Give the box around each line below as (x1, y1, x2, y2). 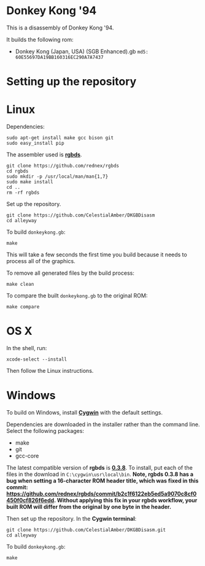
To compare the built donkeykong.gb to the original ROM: (6, 292, 148, 299)
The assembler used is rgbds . (6, 151, 82, 158)
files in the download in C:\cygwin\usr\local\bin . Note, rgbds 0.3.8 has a (6, 470, 194, 478)
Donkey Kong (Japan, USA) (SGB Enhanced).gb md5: (15, 47, 149, 55)
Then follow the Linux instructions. (6, 367, 94, 374)
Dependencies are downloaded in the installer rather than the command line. (6, 421, 200, 428)
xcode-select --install (6, 356, 68, 362)
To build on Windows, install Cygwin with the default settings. (6, 408, 163, 416)
